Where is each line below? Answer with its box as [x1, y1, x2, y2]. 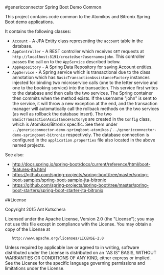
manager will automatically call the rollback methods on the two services [12, 106, 159, 111]
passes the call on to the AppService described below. [12, 59, 121, 64]
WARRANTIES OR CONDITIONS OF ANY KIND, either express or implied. [5, 255, 151, 261]
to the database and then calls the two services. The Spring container [12, 90, 153, 96]
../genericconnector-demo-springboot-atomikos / [12, 127, 112, 132]
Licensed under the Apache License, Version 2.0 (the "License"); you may [5, 216, 155, 221]
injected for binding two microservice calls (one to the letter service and [12, 80, 158, 85]
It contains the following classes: [5, 28, 71, 34]
